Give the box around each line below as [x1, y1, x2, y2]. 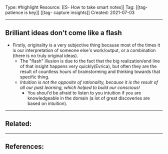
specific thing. [19, 73, 49, 79]
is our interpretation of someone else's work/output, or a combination [12, 47, 156, 53]
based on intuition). [27, 100, 67, 106]
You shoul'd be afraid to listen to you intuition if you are [27, 89, 141, 95]
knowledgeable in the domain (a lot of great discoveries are [27, 95, 150, 101]
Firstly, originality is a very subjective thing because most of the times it [12, 42, 160, 48]
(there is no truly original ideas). [12, 52, 78, 58]
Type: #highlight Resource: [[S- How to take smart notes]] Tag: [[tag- [5, 4, 148, 10]
